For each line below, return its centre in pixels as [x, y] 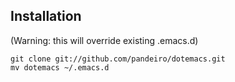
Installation [46, 16]
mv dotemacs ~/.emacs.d [60, 67]
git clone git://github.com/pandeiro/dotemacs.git [118, 59]
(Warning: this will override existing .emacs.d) [104, 40]
